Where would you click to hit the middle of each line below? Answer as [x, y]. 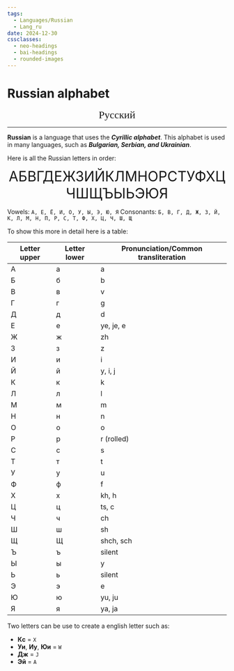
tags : [15, 14]
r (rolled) [115, 438]
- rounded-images [39, 59]
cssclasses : [24, 40]
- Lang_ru [28, 26]
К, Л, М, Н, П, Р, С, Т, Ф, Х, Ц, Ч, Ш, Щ [70, 218]
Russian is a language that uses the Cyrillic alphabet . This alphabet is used [116, 137]
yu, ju [109, 597]
